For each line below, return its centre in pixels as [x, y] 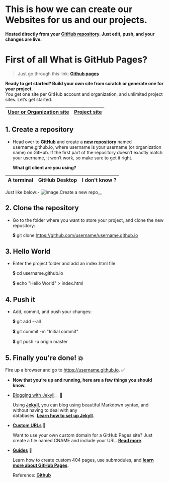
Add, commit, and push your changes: [52, 312]
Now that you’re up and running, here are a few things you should [82, 380]
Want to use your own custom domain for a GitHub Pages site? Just [82, 435]
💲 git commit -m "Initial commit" [46, 332]
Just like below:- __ [54, 192]
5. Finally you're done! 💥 [45, 358]
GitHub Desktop [58, 180]
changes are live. [24, 39]
